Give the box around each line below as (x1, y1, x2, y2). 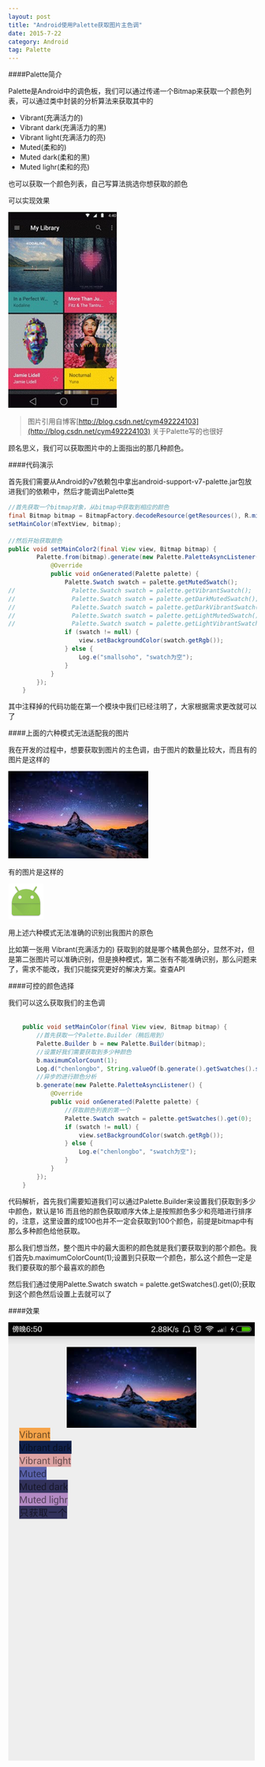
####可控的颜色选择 (8, 981, 75, 991)
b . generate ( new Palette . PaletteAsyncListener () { (36, 1081, 203, 1089)
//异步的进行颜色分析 (36, 1073, 97, 1081)
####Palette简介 (8, 69, 63, 79)
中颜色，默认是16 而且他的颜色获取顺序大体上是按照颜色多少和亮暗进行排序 (8, 1206, 252, 1216)
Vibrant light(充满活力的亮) (19, 133, 106, 142)
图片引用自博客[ (27, 417, 79, 426)
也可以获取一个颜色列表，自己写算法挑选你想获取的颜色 (8, 179, 188, 189)
